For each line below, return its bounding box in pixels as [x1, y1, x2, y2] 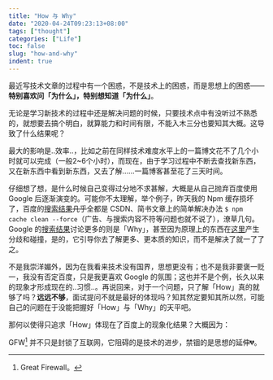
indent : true [8, 58, 53, 66]
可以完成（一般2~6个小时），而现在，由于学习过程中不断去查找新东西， [22, 155, 261, 165]
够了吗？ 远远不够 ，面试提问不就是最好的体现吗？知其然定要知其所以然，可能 [8, 292, 265, 302]
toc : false [8, 42, 45, 50]
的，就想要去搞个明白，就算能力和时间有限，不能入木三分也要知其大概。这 [8, 118, 258, 128]
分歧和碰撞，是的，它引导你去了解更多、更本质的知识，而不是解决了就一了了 [8, 234, 265, 244]
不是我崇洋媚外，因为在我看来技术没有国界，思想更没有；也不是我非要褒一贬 [8, 261, 265, 271]
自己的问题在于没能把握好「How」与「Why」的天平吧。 [8, 302, 196, 312]
